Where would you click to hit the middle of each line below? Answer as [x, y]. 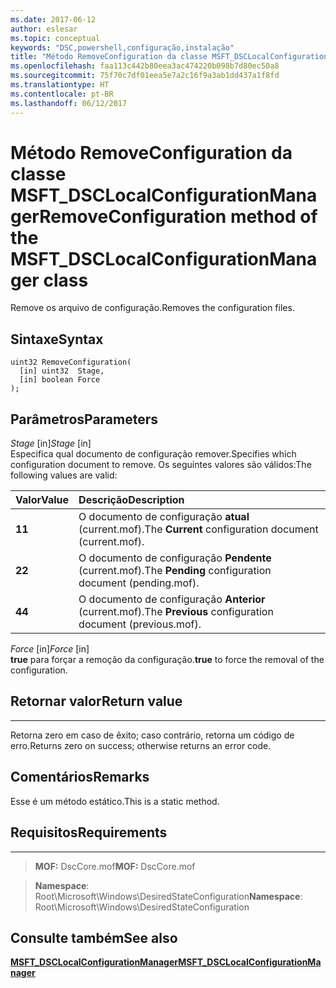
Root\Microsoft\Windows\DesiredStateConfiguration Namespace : [168, 896]
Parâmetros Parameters [84, 419]
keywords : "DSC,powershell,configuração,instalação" [122, 47]
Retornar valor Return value [96, 701]
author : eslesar [44, 29]
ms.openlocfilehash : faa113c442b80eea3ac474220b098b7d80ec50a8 [145, 66]
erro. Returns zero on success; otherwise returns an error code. [141, 745]
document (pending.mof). [139, 583]
